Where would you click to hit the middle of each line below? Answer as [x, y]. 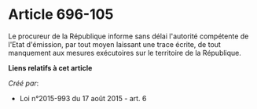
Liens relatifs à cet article [50, 67]
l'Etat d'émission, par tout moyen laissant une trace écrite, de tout [115, 44]
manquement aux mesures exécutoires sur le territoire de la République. [125, 53]
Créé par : [24, 83]
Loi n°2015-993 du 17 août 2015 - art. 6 [83, 98]
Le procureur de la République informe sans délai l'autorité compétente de [128, 36]
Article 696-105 [61, 15]
